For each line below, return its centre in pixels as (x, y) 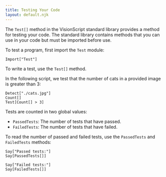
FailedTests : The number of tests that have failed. (65, 127)
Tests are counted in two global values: (46, 111)
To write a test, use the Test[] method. (46, 69)
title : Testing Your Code (32, 10)
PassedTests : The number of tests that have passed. (67, 121)
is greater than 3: (23, 84)
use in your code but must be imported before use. (58, 40)
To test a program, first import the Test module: (55, 50)
